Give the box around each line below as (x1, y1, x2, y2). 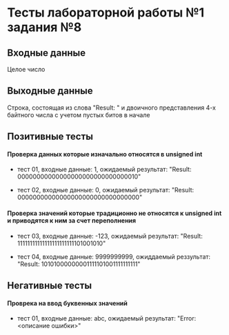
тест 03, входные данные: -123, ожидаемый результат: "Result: (17, 232, 203, 240)
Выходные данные (7, 85, 93, 97)
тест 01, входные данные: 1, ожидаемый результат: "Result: (17, 165, 192, 174)
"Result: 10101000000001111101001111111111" (17, 260, 141, 268)
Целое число (7, 65, 46, 73)
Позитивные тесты (7, 131, 93, 143)
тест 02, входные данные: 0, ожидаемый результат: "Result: (17, 186, 195, 194)
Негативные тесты (7, 280, 92, 291)
